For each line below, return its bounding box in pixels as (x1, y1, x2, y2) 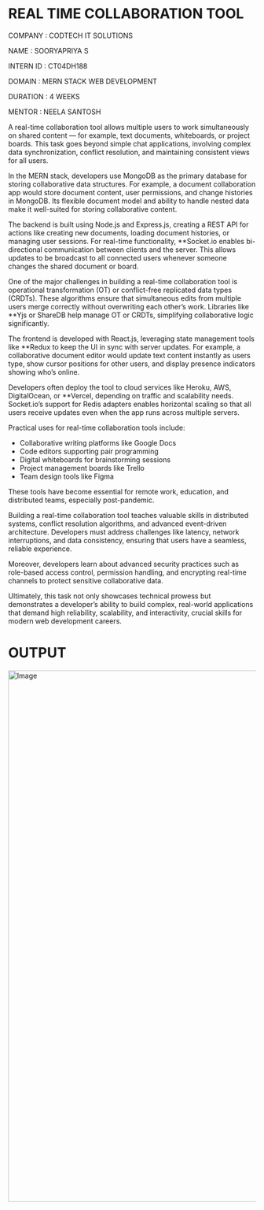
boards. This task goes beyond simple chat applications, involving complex (8, 139, 251, 148)
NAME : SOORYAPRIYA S (8, 46, 89, 55)
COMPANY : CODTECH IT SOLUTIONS (8, 31, 134, 40)
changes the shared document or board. (8, 261, 139, 271)
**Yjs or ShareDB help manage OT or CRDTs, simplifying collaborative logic (8, 310, 254, 320)
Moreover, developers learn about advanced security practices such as (8, 559, 240, 568)
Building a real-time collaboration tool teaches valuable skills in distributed (8, 510, 249, 520)
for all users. (8, 155, 49, 165)
